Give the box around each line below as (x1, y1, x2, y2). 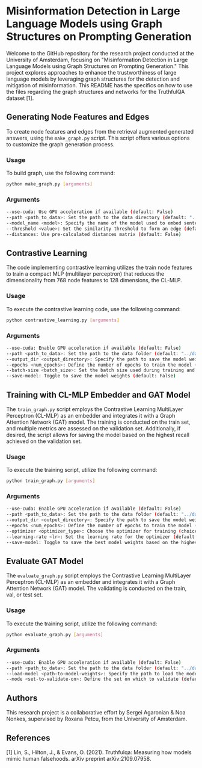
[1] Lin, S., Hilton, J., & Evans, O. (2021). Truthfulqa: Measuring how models (6, 748, 192, 756)
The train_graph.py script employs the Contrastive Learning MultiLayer (6, 405, 183, 413)
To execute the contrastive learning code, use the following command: (6, 305, 181, 312)
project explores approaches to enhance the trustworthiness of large (6, 69, 177, 76)
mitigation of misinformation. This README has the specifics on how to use (6, 81, 193, 88)
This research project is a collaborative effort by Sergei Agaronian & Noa (6, 709, 186, 716)
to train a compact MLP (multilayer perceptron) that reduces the (6, 270, 164, 277)
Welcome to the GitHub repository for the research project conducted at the (6, 49, 194, 57)
